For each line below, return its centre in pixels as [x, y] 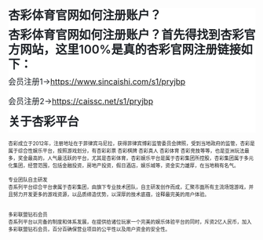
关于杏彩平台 [44, 121]
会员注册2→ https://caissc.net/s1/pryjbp [81, 101]
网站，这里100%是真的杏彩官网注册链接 [130, 49]
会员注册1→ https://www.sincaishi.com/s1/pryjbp [97, 82]
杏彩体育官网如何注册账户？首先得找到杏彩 [126, 35]
